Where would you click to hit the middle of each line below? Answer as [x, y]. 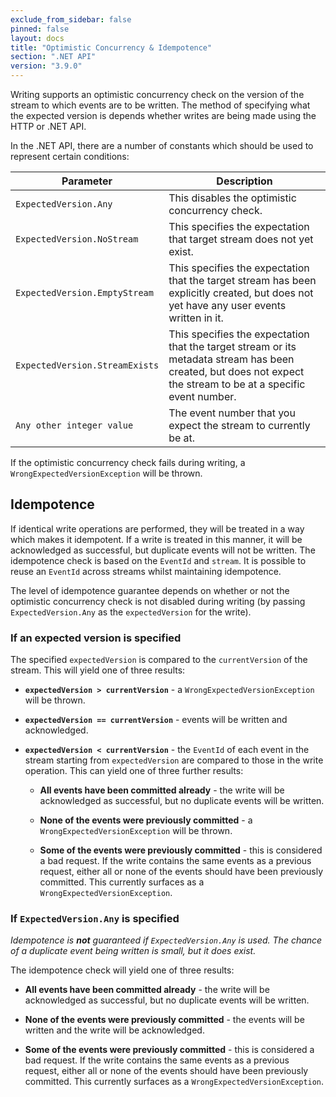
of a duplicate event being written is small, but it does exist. [133, 951]
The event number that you [232, 413]
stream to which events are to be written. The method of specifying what [160, 105]
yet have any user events [227, 305]
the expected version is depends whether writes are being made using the [163, 115]
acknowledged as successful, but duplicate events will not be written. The [163, 550]
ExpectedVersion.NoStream [77, 239]
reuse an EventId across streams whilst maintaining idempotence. [146, 571]
